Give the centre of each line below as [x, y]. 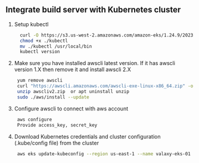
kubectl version [40, 52]
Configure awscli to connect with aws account [71, 108]
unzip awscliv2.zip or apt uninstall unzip [73, 92]
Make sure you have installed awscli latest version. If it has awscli [94, 63]
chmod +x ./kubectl [44, 41]
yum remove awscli [40, 81]
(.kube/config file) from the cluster [57, 143]
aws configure [35, 119]
